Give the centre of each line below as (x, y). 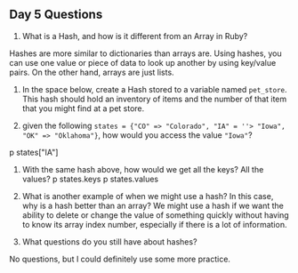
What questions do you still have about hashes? (109, 241)
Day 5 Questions (56, 15)
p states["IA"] (34, 152)
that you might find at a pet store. (83, 108)
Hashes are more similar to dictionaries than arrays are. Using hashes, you (145, 53)
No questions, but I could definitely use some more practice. (120, 259)
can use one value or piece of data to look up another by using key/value (143, 62)
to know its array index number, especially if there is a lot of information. (154, 224)
